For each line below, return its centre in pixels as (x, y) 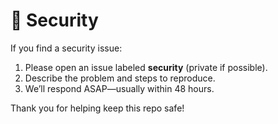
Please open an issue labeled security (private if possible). (146, 67)
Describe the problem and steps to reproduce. (120, 78)
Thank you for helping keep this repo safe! (97, 108)
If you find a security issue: (66, 48)
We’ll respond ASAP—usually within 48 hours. (119, 88)
